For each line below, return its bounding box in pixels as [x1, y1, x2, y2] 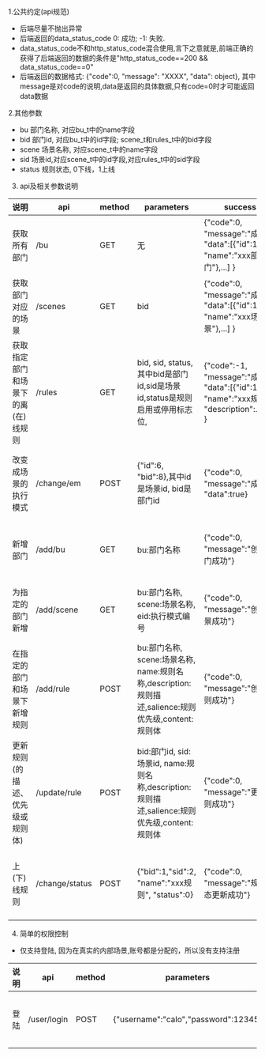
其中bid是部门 [136, 368, 188, 379]
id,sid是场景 [136, 380, 181, 391]
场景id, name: [136, 758, 187, 768]
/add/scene [35, 604, 79, 615]
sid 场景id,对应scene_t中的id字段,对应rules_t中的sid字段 [19, 155, 200, 164]
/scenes [35, 301, 65, 311]
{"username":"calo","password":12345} [113, 1014, 263, 1025]
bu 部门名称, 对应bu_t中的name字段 [19, 125, 136, 134]
